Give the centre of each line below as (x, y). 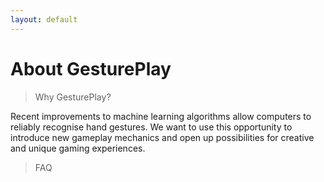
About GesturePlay (91, 68)
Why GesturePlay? (73, 97)
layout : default (44, 19)
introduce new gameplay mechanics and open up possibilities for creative (162, 137)
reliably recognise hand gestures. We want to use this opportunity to (151, 127)
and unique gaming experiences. (78, 148)
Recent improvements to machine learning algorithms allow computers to (161, 116)
